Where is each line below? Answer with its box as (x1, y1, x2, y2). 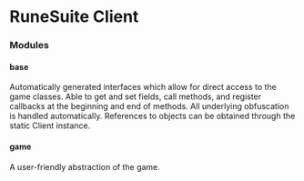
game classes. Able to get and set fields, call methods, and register (9, 91, 262, 102)
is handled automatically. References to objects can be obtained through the (9, 111, 296, 122)
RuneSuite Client (9, 6, 139, 27)
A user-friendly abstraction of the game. (9, 161, 161, 172)
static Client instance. (9, 120, 91, 131)
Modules (9, 39, 50, 52)
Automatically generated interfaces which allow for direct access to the (9, 82, 278, 93)
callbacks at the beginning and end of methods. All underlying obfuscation (9, 101, 289, 112)
